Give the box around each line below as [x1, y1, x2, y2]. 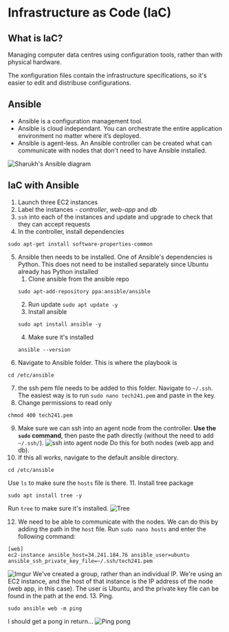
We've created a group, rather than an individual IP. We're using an [32, 569, 222, 577]
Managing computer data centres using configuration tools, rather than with [8, 50, 223, 59]
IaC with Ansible [8, 179, 80, 191]
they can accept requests [17, 219, 91, 228]
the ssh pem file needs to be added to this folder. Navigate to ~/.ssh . [17, 384, 213, 392]
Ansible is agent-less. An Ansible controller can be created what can [17, 139, 212, 147]
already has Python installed [17, 267, 98, 275]
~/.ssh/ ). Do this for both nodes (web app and [17, 438, 214, 446]
